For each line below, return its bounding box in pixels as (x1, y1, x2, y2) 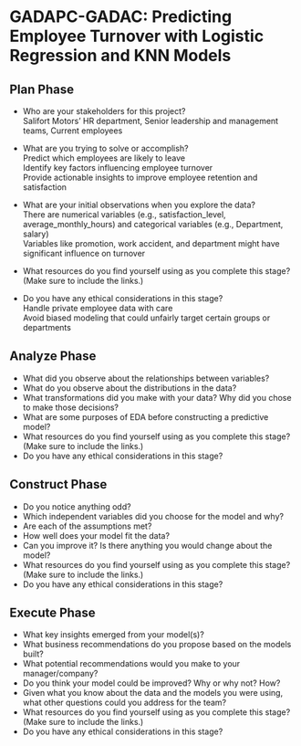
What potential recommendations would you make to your (22, 658, 241, 669)
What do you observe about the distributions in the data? (22, 382, 237, 394)
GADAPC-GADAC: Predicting (9, 6, 233, 27)
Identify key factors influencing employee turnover (22, 163, 213, 173)
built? (22, 648, 44, 659)
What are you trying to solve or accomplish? (22, 143, 189, 153)
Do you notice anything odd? (22, 500, 131, 512)
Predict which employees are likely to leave (22, 152, 185, 163)
